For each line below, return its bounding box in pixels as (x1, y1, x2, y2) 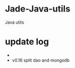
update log (5, 36, 49, 47)
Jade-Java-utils (5, 3, 71, 14)
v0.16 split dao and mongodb (12, 57, 70, 63)
